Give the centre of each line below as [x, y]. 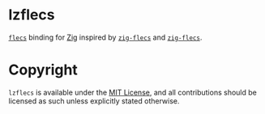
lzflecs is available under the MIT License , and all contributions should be [132, 92]
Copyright [43, 70]
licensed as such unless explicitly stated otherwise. [94, 101]
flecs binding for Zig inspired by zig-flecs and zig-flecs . [105, 37]
